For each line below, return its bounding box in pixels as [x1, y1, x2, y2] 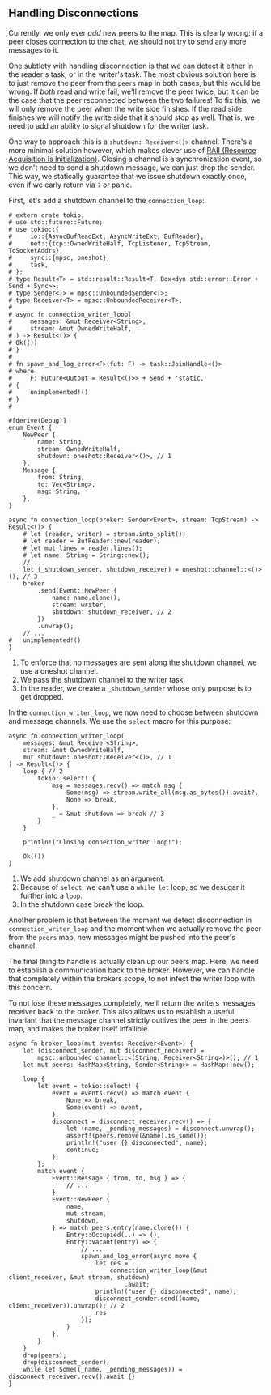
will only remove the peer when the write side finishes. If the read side [8, 104, 243, 113]
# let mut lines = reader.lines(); [23, 544, 143, 552]
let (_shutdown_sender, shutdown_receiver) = [23, 565, 180, 573]
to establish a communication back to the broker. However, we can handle [8, 965, 255, 975]
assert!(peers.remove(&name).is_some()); [66, 1131, 208, 1140]
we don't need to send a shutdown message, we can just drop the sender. [8, 162, 256, 172]
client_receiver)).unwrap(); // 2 [8, 1301, 125, 1310]
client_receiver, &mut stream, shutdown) [8, 1273, 150, 1282]
